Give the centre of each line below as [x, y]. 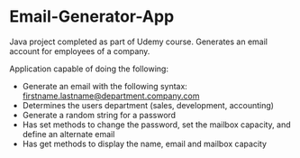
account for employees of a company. [80, 51]
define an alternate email [68, 134]
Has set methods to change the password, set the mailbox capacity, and [156, 125]
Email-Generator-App [92, 17]
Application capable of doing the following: [89, 69]
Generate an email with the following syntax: [105, 86]
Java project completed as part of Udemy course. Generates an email [139, 42]
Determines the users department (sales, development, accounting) [148, 105]
